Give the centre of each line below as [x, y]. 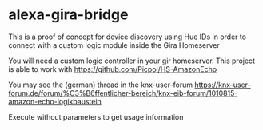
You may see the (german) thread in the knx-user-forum [101, 85]
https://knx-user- [223, 85]
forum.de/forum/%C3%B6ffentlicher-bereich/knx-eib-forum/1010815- [123, 93]
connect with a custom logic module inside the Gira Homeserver [114, 45]
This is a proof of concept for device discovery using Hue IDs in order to [127, 37]
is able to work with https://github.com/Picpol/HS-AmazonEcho [113, 69]
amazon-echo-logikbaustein [55, 101]
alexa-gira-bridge [68, 15]
